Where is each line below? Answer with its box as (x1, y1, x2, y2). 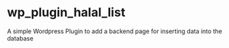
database (7, 34, 34, 42)
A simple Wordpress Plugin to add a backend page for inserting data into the (7, 27, 222, 35)
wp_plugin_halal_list (7, 5, 126, 20)
